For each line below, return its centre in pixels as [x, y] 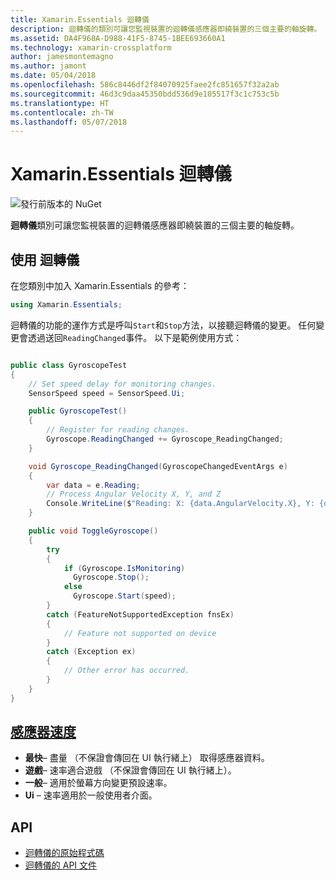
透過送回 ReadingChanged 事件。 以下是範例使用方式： [135, 337]
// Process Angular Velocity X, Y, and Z [134, 494]
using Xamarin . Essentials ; [66, 305]
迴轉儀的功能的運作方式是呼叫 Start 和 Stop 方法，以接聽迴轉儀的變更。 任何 [163, 325]
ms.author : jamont [48, 66]
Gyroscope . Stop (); [111, 577]
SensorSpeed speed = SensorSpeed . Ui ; [107, 393]
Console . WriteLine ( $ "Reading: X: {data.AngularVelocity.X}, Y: [180, 504]
